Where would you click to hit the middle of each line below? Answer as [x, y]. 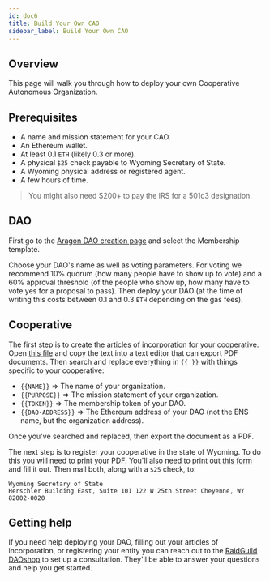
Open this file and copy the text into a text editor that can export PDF [123, 352]
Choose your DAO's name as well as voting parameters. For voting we [125, 265]
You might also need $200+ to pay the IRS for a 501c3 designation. [140, 196]
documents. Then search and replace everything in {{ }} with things [123, 361]
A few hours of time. [54, 180]
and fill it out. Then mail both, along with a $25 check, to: [102, 469]
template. [24, 249]
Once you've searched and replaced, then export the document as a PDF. [131, 436]
